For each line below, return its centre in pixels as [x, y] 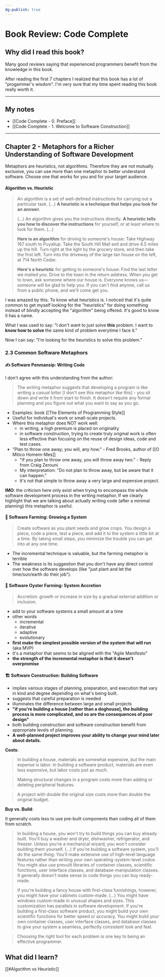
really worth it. [20, 89]
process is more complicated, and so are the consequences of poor [82, 714]
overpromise [26, 663]
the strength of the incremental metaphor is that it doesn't [73, 658]
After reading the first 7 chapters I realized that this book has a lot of [74, 79]
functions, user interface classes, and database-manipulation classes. [88, 870]
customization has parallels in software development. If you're [80, 906]
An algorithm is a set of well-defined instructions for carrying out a [84, 199]
